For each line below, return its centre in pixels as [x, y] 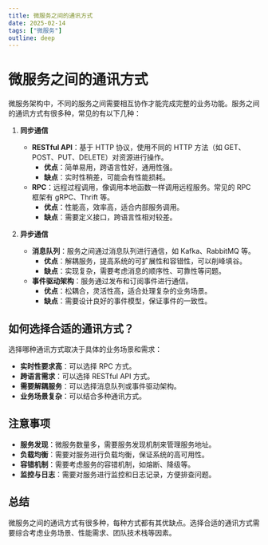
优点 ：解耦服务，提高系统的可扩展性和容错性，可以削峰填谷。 [145, 261]
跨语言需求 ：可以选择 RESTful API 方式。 [87, 376]
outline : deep [32, 38]
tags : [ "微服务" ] [35, 30]
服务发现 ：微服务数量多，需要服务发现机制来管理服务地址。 [118, 444]
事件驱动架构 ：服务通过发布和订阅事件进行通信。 [112, 281]
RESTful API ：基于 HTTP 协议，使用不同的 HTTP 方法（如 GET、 [138, 148]
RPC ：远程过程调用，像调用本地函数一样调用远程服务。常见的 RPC [141, 188]
